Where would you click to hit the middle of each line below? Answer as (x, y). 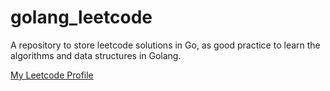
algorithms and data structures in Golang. (96, 55)
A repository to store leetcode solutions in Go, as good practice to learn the (165, 45)
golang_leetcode (81, 17)
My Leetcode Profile (52, 75)
